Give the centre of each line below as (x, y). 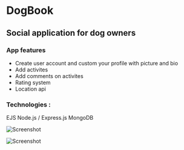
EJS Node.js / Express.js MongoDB (50, 118)
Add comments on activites (49, 76)
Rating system (33, 82)
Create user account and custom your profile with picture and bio (97, 63)
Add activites (31, 70)
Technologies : (28, 105)
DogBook (30, 11)
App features (26, 50)
